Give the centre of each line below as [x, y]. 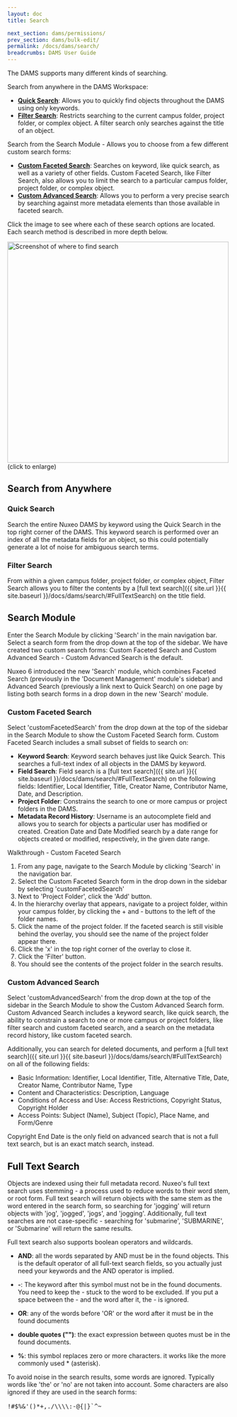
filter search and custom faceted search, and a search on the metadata [111, 1028]
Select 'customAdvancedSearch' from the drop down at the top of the [109, 997]
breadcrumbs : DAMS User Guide [52, 53]
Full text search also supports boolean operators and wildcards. [100, 1242]
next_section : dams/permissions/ [57, 33]
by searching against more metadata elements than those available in [118, 203]
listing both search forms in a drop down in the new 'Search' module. [108, 693]
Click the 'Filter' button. [52, 956]
